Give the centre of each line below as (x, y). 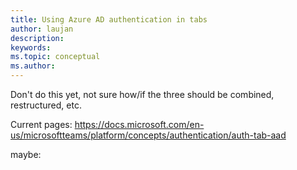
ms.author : (33, 66)
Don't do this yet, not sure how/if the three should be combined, (142, 94)
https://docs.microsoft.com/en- (139, 124)
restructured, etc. (46, 105)
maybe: (26, 154)
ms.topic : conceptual (55, 57)
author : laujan (42, 29)
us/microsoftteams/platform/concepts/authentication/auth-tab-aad (148, 135)
